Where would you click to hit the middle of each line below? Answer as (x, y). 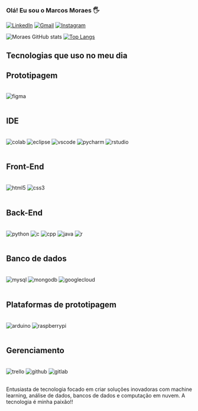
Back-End (25, 213)
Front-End (25, 167)
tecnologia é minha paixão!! (40, 402)
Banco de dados (36, 259)
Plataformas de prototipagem (61, 304)
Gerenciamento (35, 350)
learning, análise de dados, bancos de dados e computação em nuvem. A (96, 396)
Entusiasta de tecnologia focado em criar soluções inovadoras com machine (99, 389)
